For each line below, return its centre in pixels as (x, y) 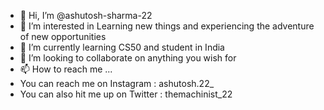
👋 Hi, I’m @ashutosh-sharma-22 (86, 15)
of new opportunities (63, 36)
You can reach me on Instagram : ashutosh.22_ (117, 83)
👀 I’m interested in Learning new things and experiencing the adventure (167, 26)
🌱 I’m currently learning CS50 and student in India (122, 47)
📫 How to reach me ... (66, 69)
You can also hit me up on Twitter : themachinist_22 (126, 94)
